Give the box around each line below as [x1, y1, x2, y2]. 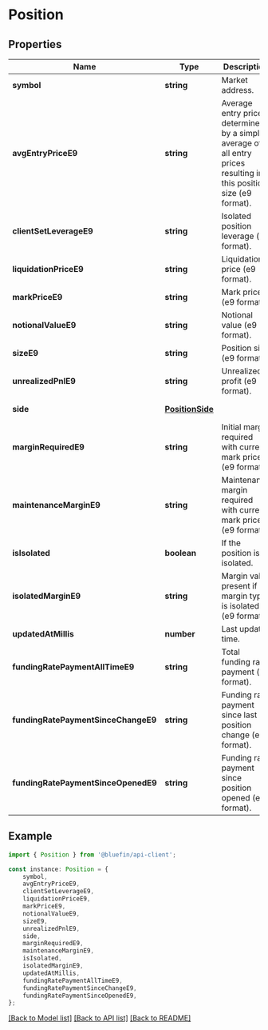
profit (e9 [221, 376, 257, 386]
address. [221, 85, 254, 95]
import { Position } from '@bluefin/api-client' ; [8, 850, 177, 859]
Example [8, 829, 53, 843]
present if [221, 581, 258, 591]
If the [221, 537, 242, 549]
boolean [164, 548, 197, 558]
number [164, 629, 195, 639]
